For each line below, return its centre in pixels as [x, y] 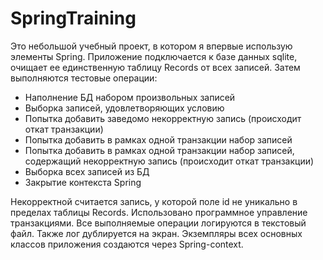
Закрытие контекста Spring [83, 182]
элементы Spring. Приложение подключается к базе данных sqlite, [154, 56]
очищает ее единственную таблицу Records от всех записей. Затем [155, 67]
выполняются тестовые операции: [84, 78]
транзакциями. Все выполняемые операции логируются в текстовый [158, 223]
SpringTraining [73, 18]
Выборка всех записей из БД [87, 171]
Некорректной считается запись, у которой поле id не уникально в [154, 201]
